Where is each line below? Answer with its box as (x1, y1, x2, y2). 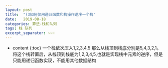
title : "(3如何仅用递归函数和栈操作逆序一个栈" (5, 12, 96, 17)
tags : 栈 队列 (5, 26, 33, 31)
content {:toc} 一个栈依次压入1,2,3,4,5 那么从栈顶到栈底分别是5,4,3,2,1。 (12, 45, 161, 50)
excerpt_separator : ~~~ (5, 30, 55, 35)
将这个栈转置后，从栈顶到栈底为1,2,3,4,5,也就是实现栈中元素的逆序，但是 (12, 51, 163, 57)
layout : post (5, 7, 33, 12)
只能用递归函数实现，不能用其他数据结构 (12, 57, 96, 63)
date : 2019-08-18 (5, 16, 46, 21)
